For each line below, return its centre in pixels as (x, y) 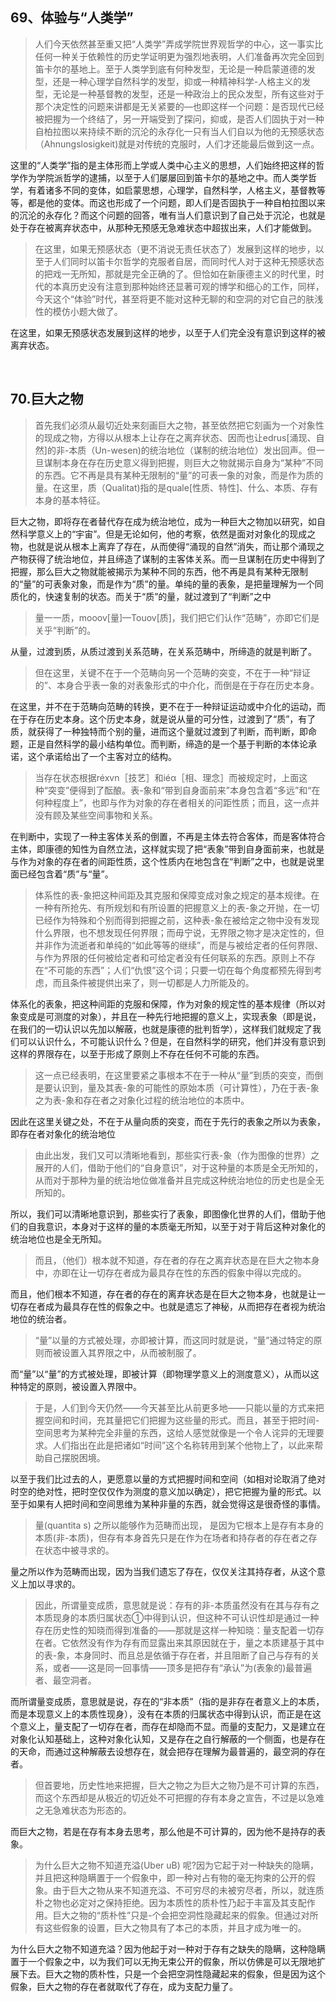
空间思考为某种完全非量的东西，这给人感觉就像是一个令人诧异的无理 (175, 1432)
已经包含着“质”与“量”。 (66, 874)
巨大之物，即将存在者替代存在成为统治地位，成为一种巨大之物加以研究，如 (163, 521)
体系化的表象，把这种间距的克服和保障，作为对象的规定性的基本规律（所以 (163, 1004)
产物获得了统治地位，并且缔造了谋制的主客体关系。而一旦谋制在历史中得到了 (168, 559)
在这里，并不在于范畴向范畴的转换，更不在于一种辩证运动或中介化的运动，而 (168, 706)
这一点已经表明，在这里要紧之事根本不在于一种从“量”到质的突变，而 (174, 1075)
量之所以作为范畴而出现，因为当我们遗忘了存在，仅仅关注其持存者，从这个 (163, 1571)
